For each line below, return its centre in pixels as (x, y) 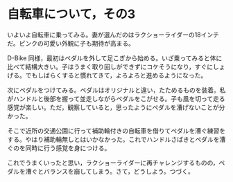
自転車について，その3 (71, 14)
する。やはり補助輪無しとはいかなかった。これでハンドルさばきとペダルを (113, 139)
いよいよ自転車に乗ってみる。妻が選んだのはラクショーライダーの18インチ (113, 35)
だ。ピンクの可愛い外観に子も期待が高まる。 (71, 43)
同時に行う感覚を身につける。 (68, 148)
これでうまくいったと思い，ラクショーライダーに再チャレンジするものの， (113, 163)
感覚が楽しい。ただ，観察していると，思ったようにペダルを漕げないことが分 (116, 107)
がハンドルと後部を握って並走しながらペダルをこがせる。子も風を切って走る (116, 98)
